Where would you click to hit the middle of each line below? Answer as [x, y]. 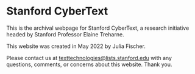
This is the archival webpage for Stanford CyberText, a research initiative [98, 28]
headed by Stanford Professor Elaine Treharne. [65, 34]
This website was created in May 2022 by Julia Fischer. [76, 46]
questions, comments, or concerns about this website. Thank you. [89, 64]
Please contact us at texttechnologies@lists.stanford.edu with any [89, 58]
